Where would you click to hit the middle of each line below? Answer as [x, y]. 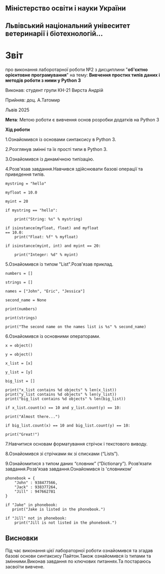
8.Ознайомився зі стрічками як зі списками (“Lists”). [62, 454]
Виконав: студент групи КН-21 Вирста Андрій [54, 90]
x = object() [19, 345]
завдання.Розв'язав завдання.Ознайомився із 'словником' [69, 469]
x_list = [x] [19, 363]
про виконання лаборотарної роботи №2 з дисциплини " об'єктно [77, 69]
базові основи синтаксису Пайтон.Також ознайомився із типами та [78, 556]
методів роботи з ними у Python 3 [43, 80]
